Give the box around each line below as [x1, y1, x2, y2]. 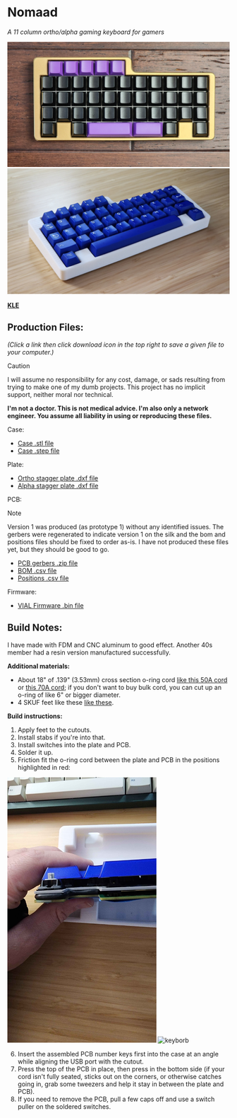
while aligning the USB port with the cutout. [17, 1057, 145, 1066]
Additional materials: [7, 662, 71, 670]
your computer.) [7, 347, 54, 356]
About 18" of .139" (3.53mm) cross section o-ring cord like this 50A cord [17, 675, 228, 684]
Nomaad [7, 4, 59, 21]
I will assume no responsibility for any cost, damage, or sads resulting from [7, 375, 226, 384]
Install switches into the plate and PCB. [17, 740, 131, 749]
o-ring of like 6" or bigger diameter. [17, 691, 121, 699]
